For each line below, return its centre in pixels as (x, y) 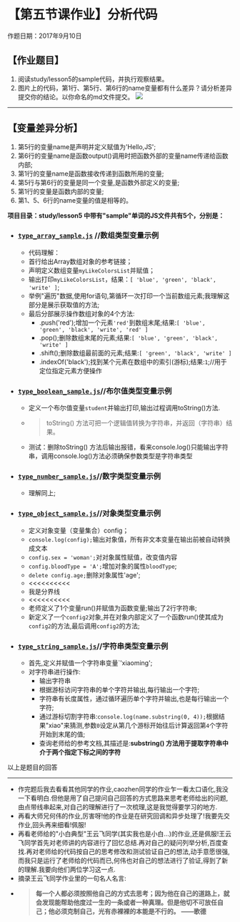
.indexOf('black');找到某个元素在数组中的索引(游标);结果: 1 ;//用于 (133, 362)
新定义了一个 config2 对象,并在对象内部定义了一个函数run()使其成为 (126, 617)
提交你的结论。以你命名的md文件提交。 (76, 96)
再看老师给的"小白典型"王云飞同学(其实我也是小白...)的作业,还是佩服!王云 (125, 834)
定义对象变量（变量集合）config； (79, 530)
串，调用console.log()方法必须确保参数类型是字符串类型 (110, 456)
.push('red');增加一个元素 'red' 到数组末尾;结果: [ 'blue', (122, 323)
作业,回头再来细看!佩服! (52, 825)
